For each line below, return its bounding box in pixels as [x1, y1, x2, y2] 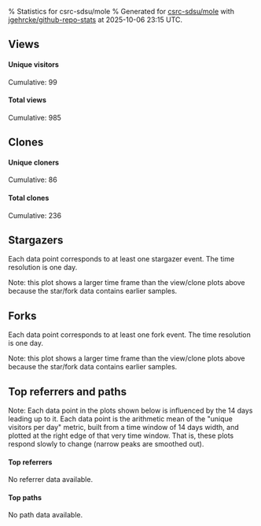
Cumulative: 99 [8, 77, 57, 87]
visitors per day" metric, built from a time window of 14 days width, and [8, 423, 240, 432]
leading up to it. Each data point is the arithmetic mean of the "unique [8, 414, 233, 424]
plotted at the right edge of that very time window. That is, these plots [8, 431, 234, 440]
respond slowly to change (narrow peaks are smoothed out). [8, 439, 204, 449]
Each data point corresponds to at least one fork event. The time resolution [8, 330, 252, 339]
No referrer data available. [8, 475, 93, 484]
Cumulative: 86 [8, 175, 57, 184]
